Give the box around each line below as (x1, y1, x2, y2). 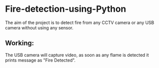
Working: (5, 39, 34, 47)
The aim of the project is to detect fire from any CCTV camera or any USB (5, 20, 155, 25)
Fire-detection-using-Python (5, 3, 127, 15)
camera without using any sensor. (5, 24, 74, 30)
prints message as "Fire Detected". (5, 57, 76, 63)
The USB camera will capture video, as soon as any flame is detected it (5, 52, 149, 58)
